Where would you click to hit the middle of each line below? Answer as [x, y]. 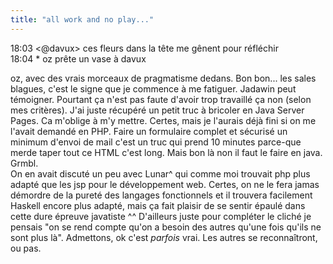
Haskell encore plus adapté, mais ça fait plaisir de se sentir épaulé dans [158, 205]
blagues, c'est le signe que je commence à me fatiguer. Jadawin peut [153, 88]
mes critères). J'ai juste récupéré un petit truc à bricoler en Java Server [157, 110]
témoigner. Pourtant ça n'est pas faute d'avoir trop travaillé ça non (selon [161, 99]
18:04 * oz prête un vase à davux [78, 58]
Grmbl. [24, 163]
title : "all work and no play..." [82, 19]
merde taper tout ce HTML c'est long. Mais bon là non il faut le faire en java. [166, 152]
